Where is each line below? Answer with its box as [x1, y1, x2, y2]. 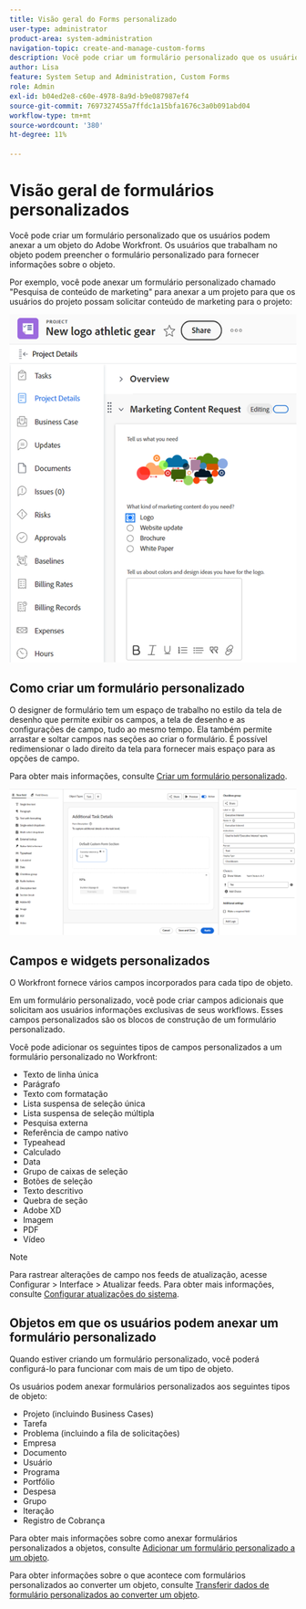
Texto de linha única [22, 1069, 99, 1081]
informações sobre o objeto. [9, 258, 116, 269]
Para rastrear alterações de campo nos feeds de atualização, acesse [9, 1269, 268, 1280]
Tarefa [22, 1417, 47, 1428]
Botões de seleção [22, 1175, 93, 1186]
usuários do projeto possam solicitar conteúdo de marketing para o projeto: [9, 296, 293, 307]
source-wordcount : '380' [9, 120, 104, 130]
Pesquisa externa [22, 1118, 88, 1129]
